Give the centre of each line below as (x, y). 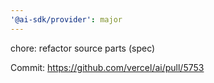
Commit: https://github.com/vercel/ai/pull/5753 (107, 67)
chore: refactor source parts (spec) (83, 48)
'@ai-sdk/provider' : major (66, 19)
